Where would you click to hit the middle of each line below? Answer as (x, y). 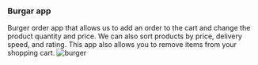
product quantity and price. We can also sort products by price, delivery (125, 36)
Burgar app (29, 11)
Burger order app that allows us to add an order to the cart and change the (129, 28)
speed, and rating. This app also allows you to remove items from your (122, 45)
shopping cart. (31, 53)
